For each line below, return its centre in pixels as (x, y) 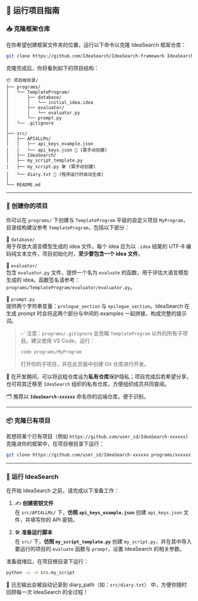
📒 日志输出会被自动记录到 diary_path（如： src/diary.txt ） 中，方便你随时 (97, 585)
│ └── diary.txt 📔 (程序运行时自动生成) (55, 174)
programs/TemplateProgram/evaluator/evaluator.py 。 (71, 287)
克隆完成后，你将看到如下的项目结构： (52, 68)
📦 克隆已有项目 (29, 420)
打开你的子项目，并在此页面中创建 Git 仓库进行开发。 (85, 364)
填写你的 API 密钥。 (54, 520)
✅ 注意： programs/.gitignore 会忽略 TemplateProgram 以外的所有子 (101, 333)
